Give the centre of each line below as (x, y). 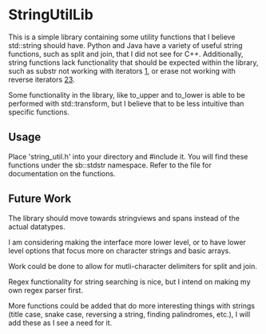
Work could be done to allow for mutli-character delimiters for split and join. (133, 266)
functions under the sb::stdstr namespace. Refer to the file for (110, 165)
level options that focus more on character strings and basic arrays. (120, 251)
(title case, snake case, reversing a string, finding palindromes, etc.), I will (129, 314)
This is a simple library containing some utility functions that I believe (122, 37)
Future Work (40, 199)
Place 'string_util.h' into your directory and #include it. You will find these (128, 156)
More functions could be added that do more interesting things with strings (132, 305)
